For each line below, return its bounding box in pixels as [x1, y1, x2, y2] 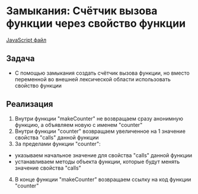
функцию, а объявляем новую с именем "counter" [14, 121, 143, 128]
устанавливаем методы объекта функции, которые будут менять [14, 158, 180, 165]
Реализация [6, 99, 53, 109]
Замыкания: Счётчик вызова [6, 4, 158, 18]
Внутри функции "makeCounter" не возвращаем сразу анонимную [14, 115, 184, 122]
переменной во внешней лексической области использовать [14, 75, 171, 82]
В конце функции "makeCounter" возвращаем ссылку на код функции [14, 176, 191, 183]
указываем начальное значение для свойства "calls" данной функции [14, 151, 193, 158]
